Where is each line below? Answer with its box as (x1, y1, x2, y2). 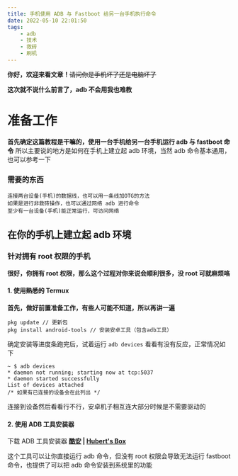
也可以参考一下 (7, 155, 51, 164)
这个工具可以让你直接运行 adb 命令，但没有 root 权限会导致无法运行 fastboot (7, 452, 231, 460)
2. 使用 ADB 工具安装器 (7, 419, 74, 429)
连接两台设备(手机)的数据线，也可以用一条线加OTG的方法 (7, 193, 150, 200)
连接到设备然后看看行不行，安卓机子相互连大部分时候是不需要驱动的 (7, 402, 206, 411)
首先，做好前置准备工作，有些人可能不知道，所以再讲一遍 (7, 304, 175, 312)
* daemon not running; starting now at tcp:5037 (7, 369, 154, 376)
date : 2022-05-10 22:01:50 (7, 17, 87, 24)
